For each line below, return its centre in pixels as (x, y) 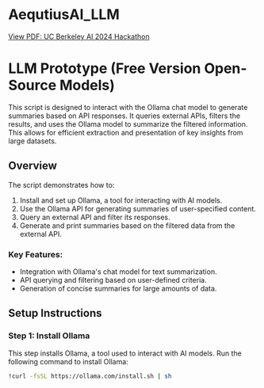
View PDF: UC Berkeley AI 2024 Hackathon (79, 36)
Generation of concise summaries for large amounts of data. (118, 288)
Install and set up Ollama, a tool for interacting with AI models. (121, 200)
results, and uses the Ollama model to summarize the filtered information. (128, 124)
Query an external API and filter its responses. (95, 217)
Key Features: (36, 254)
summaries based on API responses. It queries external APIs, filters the (124, 116)
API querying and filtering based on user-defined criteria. (113, 280)
